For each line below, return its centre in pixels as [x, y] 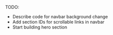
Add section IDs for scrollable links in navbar [58, 22]
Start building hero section [40, 27]
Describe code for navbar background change [60, 17]
